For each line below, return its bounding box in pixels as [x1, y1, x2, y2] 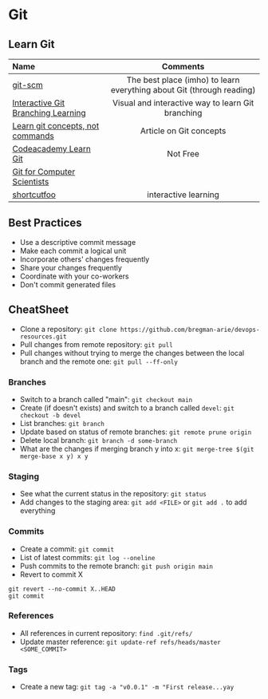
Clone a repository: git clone [19, 324, 117, 334]
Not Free [167, 148, 199, 159]
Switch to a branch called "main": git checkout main [19, 394, 193, 404]
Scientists [12, 176, 49, 187]
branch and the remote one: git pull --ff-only [19, 357, 178, 366]
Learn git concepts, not [12, 120, 100, 131]
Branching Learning [12, 108, 86, 118]
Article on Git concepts [140, 125, 227, 136]
